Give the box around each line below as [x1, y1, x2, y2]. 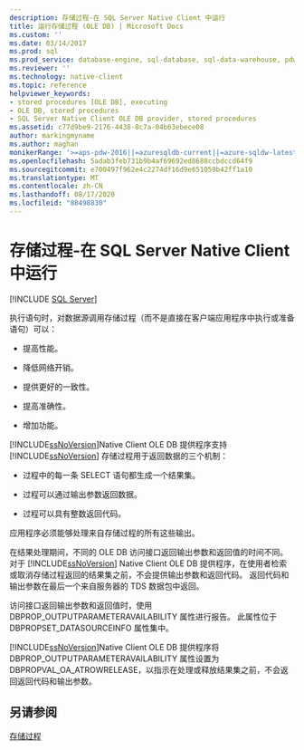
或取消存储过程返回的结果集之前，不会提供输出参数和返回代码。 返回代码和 [9, 569, 290, 580]
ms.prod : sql [9, 47, 59, 56]
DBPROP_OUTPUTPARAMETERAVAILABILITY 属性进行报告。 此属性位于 [9, 611, 278, 621]
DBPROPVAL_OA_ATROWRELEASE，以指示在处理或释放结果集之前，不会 [9, 664, 281, 675]
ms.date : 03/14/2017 [9, 38, 88, 48]
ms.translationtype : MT [9, 173, 100, 182]
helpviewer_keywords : [9, 89, 91, 98]
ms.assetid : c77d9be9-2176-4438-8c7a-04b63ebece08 [9, 123, 204, 132]
